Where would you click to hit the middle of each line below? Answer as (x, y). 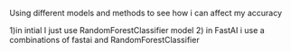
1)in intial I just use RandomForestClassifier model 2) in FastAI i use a (137, 30)
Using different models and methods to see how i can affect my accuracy (146, 13)
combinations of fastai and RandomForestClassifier (105, 40)
